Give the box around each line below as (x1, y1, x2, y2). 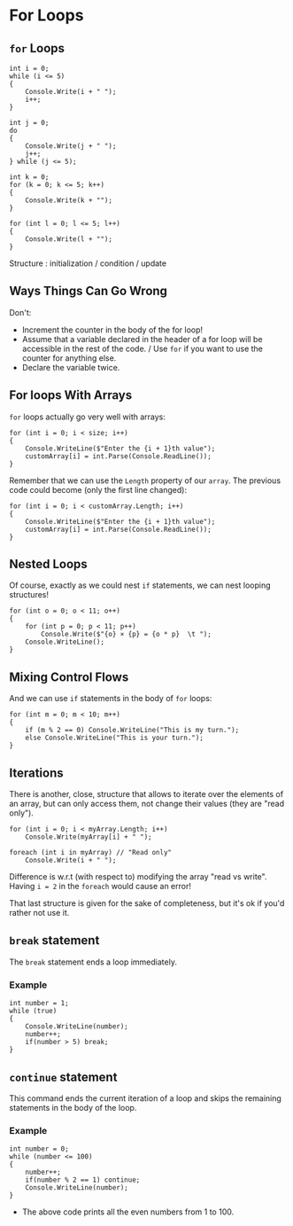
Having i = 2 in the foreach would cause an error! (9, 881, 192, 892)
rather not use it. (9, 908, 70, 918)
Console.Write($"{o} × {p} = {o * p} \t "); (41, 630, 212, 639)
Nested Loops (9, 557, 89, 572)
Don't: (9, 307, 32, 317)
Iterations (9, 765, 64, 780)
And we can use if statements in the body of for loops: (9, 693, 212, 704)
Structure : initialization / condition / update (9, 258, 166, 269)
